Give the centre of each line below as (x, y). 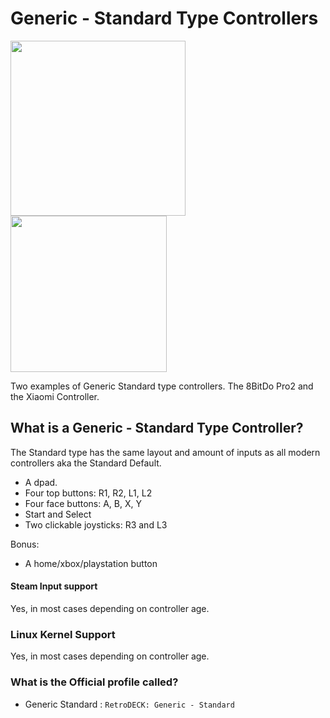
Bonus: (25, 544)
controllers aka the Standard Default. (86, 463)
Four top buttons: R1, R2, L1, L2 (88, 493)
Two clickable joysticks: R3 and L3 (96, 524)
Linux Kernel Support (63, 634)
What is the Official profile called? (94, 682)
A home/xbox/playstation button (91, 563)
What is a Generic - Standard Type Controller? (157, 428)
